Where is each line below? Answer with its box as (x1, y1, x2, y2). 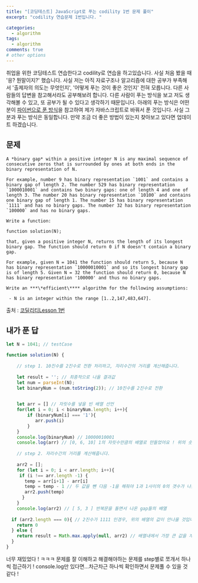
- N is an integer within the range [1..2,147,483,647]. (8, 295, 151, 301)
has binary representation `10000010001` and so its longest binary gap (6, 264, 189, 271)
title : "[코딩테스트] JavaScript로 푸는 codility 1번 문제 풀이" (6, 8, 154, 15)
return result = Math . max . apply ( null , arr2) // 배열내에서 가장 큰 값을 (16, 533, 187, 539)
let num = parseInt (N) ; (16, 379, 75, 386)
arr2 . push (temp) (24, 489, 65, 495)
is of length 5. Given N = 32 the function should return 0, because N (6, 269, 186, 275)
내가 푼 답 (6, 325, 39, 336)
